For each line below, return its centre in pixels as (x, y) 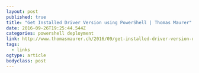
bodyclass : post (26, 61)
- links (21, 50)
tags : (13, 45)
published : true (26, 17)
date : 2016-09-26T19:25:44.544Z (46, 28)
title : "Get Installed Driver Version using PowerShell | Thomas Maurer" (99, 22)
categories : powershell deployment (50, 34)
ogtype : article (26, 55)
